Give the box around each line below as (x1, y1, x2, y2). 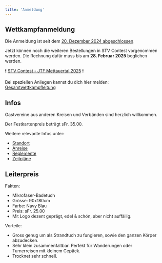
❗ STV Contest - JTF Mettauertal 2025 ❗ (5, 68, 84, 74)
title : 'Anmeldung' (5, 7, 45, 12)
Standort (12, 140, 30, 146)
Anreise (12, 145, 28, 151)
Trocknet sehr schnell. (12, 253, 58, 259)
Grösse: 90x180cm (12, 198, 50, 204)
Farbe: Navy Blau (12, 203, 47, 209)
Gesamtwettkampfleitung (5, 84, 56, 91)
